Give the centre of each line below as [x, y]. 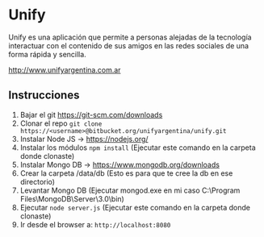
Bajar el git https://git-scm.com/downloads [91, 114]
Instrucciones [44, 96]
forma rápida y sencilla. [47, 54]
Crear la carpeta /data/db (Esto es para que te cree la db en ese [126, 173]
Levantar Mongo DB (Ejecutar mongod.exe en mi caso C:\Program [130, 190]
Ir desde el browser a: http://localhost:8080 [95, 224]
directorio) [37, 181]
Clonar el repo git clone [61, 123]
